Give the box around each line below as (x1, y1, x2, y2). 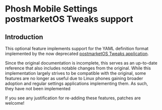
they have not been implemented (5, 86, 71, 91)
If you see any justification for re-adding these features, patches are (5, 95, 141, 101)
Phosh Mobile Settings (5, 3, 98, 14)
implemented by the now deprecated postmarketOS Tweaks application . (5, 51, 149, 56)
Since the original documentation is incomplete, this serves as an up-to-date (5, 60, 158, 66)
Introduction (5, 33, 44, 41)
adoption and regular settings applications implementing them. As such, (5, 81, 148, 86)
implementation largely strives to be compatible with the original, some (5, 70, 146, 76)
